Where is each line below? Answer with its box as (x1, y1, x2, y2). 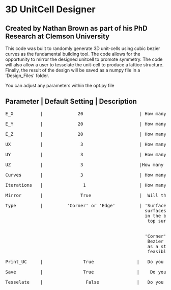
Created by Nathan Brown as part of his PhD (5, 24, 148, 33)
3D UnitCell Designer (5, 4, 96, 15)
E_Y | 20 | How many (5, 121, 166, 127)
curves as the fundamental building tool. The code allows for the (5, 51, 141, 57)
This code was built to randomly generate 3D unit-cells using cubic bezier (5, 45, 160, 52)
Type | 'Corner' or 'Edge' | (5, 203, 142, 208)
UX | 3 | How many (5, 141, 166, 147)
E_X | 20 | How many (5, 111, 166, 116)
